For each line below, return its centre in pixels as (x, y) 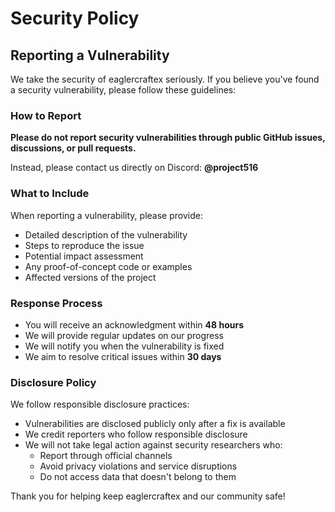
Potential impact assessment (84, 256)
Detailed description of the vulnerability (106, 234)
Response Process (56, 303)
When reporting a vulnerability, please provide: (106, 215)
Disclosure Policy (53, 382)
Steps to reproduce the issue (84, 245)
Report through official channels (106, 456)
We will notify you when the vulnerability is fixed (124, 346)
